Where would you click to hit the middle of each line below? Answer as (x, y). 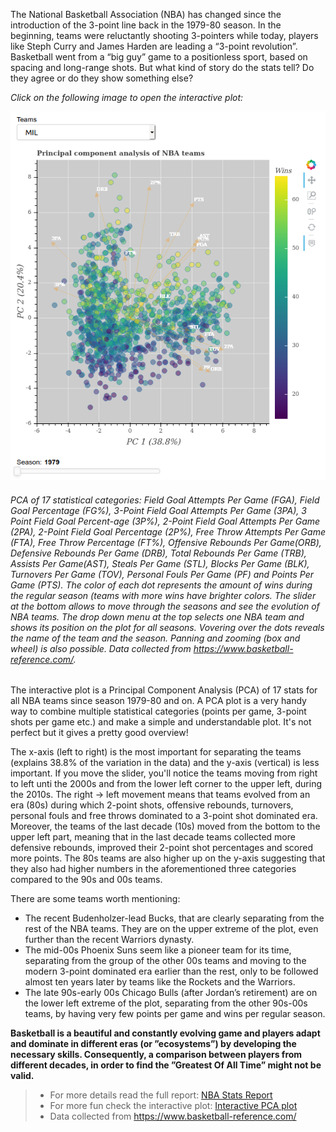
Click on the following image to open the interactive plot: (127, 97)
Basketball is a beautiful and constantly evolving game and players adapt (165, 1033)
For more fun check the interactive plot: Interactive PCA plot (173, 1106)
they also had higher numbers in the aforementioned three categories (153, 869)
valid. (22, 1076)
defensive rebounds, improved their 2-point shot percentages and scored (162, 848)
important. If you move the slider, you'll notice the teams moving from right (164, 773)
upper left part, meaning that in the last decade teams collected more (153, 837)
